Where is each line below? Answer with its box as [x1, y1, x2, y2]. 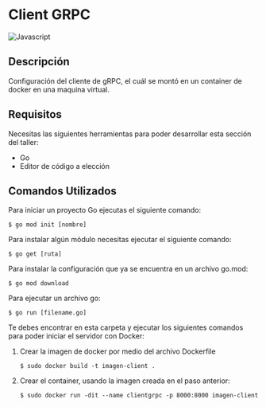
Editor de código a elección [19, 161, 110, 170]
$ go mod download [8, 280, 69, 288]
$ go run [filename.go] [8, 309, 87, 317]
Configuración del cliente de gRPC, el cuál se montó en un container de [8, 76, 242, 85]
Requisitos [8, 108, 62, 121]
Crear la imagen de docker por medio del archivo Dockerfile [19, 346, 216, 356]
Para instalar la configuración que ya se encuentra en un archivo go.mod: [8, 264, 249, 274]
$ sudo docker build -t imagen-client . [19, 362, 156, 370]
